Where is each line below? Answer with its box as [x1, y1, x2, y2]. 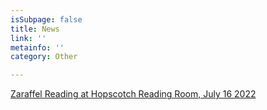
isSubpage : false [10, 14, 83, 25]
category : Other [10, 52, 78, 62]
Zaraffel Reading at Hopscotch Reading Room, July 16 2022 [10, 88, 257, 100]
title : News [10, 24, 60, 34]
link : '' [10, 33, 47, 43]
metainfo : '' [10, 42, 65, 53]
